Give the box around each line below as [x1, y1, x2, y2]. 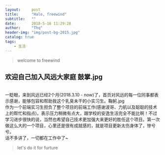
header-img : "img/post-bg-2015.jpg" [5, 30, 80, 35]
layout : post [5, 7, 41, 12]
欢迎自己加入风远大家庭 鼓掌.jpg [5, 73, 103, 81]
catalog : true [5, 35, 34, 40]
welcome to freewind [17, 57, 60, 63]
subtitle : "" [5, 16, 36, 21]
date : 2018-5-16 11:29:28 [5, 21, 71, 26]
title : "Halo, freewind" [5, 12, 67, 17]
